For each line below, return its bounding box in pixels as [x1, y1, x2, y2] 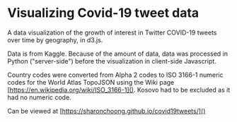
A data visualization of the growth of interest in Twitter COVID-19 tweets [7, 28, 217, 37]
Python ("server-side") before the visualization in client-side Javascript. [7, 56, 217, 65]
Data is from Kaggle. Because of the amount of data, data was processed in [7, 49, 229, 58]
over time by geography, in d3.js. [7, 35, 103, 44]
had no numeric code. [7, 93, 72, 102]
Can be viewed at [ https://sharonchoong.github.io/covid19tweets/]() [7, 106, 206, 115]
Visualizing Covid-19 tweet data [7, 5, 200, 21]
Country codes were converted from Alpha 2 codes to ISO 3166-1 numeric [7, 71, 224, 79]
